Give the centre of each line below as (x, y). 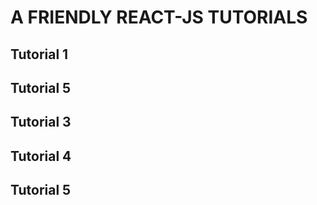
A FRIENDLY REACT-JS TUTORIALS (159, 17)
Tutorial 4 (41, 156)
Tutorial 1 (39, 54)
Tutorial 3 (41, 122)
